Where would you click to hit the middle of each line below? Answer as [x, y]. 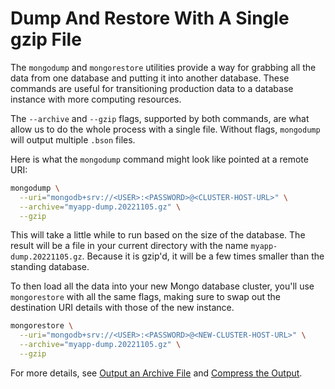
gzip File [46, 39]
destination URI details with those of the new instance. [122, 308]
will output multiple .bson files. [73, 139]
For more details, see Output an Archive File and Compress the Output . [156, 373]
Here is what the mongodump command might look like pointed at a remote [159, 159]
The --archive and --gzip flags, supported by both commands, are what [160, 118]
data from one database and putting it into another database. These [150, 78]
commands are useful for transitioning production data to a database [152, 88]
